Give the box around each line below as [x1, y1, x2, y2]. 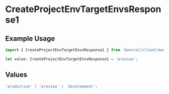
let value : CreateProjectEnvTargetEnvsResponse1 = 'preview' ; [5, 56, 138, 61]
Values [5, 70, 28, 79]
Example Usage [5, 34, 55, 43]
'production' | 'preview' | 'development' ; [5, 84, 98, 89]
